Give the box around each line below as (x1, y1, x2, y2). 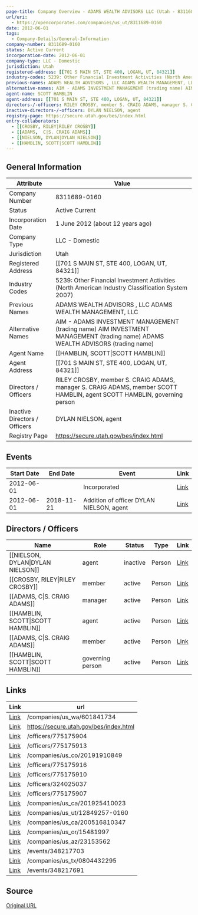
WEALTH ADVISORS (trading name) (55, 340, 154, 348)
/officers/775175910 (27, 770, 87, 778)
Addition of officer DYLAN (83, 496, 155, 505)
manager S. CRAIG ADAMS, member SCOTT (55, 383, 178, 391)
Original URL (6, 901, 37, 909)
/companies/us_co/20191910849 (27, 751, 123, 759)
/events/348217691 (27, 866, 84, 874)
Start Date (9, 469, 39, 478)
